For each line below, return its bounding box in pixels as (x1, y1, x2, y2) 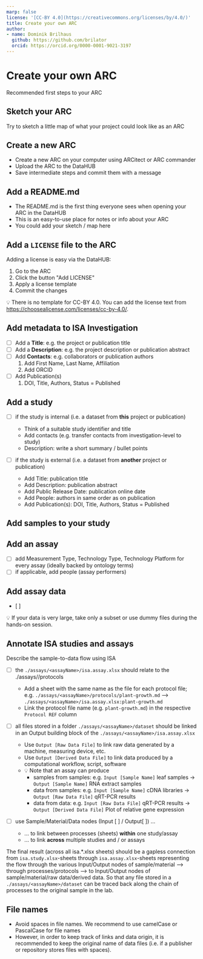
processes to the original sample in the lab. (6, 887, 114, 894)
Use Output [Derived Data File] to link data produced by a (24, 754, 173, 761)
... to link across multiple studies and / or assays (24, 836, 145, 844)
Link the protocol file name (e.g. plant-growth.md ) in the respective (24, 704, 191, 712)
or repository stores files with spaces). (15, 946, 111, 954)
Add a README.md (6, 186, 80, 197)
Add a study (6, 397, 53, 407)
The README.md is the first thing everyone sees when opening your (15, 203, 187, 210)
